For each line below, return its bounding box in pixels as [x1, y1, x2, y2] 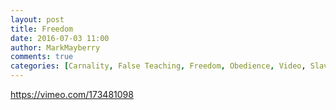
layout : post [10, 14, 65, 25]
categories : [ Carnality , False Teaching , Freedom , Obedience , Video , [10, 61, 307, 71]
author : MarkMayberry [10, 42, 101, 53]
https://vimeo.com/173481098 [10, 89, 134, 100]
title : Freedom [10, 24, 74, 34]
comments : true [10, 52, 74, 62]
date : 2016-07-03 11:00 [10, 33, 110, 43]
